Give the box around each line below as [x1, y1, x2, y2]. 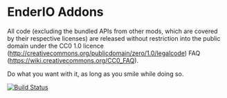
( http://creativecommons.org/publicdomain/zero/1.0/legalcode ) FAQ [7, 49, 201, 57]
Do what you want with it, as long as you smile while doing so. [7, 70, 184, 78]
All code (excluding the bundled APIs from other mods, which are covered [7, 27, 218, 35]
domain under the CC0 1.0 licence [7, 41, 104, 50]
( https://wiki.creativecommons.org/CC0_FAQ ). [7, 56, 139, 64]
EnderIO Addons [7, 4, 104, 20]
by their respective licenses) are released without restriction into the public [7, 34, 221, 42]
